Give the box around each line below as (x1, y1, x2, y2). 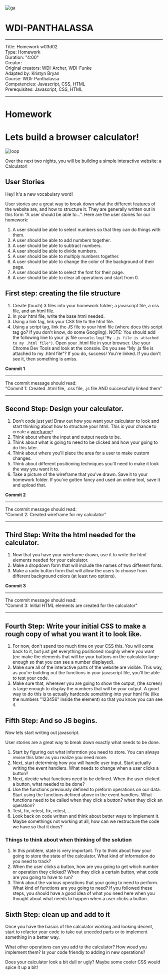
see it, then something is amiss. (12, 355, 77, 361)
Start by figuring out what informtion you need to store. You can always (12, 749, 160, 755)
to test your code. (12, 675, 49, 681)
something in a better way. (5, 934, 60, 940)
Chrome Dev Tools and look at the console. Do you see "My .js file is (12, 345, 154, 351)
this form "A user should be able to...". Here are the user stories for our (5, 211, 150, 217)
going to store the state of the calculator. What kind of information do (12, 853, 155, 859)
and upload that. (12, 482, 46, 488)
